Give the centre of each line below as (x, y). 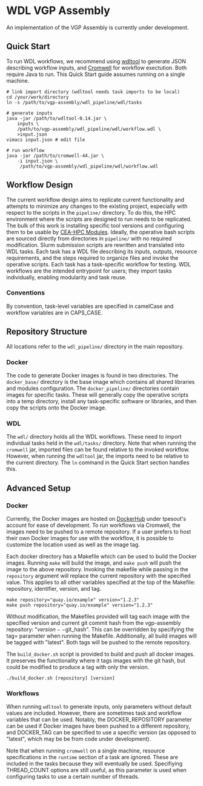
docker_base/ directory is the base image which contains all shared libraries (101, 381)
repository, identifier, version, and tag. (54, 588)
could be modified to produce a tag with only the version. (78, 667)
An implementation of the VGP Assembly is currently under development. (98, 27)
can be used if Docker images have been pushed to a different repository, (98, 726)
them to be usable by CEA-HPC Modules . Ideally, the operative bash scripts (101, 232)
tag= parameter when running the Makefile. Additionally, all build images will (101, 636)
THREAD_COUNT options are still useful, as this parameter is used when (96, 770)
